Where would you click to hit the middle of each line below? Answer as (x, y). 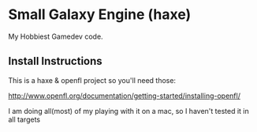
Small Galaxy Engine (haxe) (100, 15)
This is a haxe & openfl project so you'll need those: (92, 80)
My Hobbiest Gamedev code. (56, 36)
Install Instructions (55, 61)
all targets (24, 119)
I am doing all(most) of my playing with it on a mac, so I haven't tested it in (129, 111)
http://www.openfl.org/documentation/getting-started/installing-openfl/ (124, 96)
